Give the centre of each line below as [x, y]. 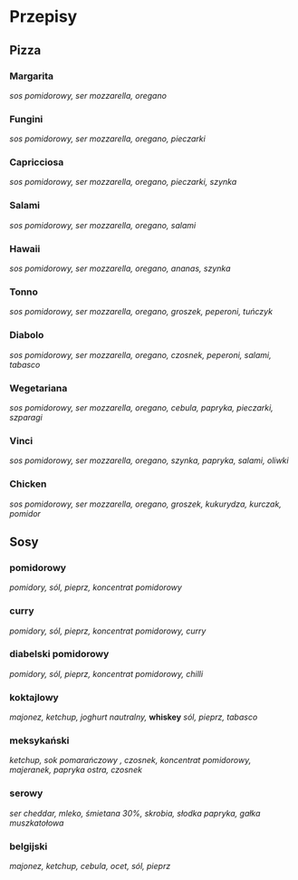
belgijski [29, 846]
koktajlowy [34, 697]
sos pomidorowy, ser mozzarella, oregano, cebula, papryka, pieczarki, [141, 407]
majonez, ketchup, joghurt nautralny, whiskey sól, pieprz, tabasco [134, 717]
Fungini [26, 119]
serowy [26, 793]
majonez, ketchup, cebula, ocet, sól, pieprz [90, 866]
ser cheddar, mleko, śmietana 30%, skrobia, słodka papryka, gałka [135, 813]
